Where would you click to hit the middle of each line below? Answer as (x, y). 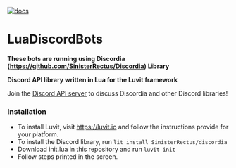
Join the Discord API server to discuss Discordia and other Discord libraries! (118, 93)
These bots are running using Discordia (66, 58)
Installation (27, 111)
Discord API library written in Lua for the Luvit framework (93, 79)
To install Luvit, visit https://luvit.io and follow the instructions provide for (123, 127)
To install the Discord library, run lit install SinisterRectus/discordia (122, 142)
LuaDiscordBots (55, 39)
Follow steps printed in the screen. (68, 157)
